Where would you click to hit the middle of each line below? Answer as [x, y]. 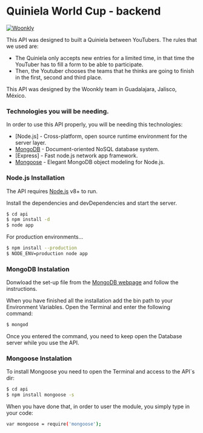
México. [16, 95]
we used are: [22, 46]
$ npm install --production [42, 248]
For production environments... [45, 237]
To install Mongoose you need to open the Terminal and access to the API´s [101, 372]
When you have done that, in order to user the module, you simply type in [98, 407]
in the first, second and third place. [59, 77]
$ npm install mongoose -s [40, 395]
